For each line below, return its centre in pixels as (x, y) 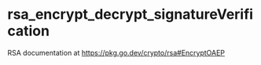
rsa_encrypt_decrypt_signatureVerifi (130, 14)
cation (29, 31)
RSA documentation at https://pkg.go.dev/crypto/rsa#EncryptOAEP (116, 52)
